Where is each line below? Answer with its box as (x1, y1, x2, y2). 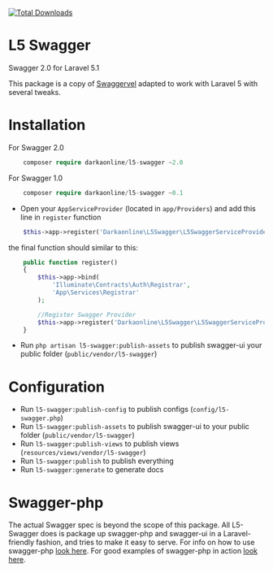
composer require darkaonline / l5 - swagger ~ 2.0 (23, 158, 184, 167)
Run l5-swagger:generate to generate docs (19, 465, 164, 474)
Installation (8, 116, 86, 134)
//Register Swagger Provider (37, 310, 136, 318)
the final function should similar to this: (8, 242, 138, 252)
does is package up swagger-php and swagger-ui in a (40, 529, 222, 539)
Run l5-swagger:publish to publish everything (19, 456, 174, 466)
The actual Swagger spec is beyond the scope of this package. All (8, 520, 230, 530)
